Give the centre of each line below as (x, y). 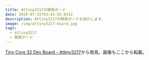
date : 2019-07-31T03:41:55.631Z (39, 14)
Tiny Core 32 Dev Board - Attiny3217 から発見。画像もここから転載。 (76, 52)
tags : (11, 28)
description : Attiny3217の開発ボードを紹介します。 (55, 19)
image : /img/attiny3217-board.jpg (41, 24)
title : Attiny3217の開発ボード (36, 10)
